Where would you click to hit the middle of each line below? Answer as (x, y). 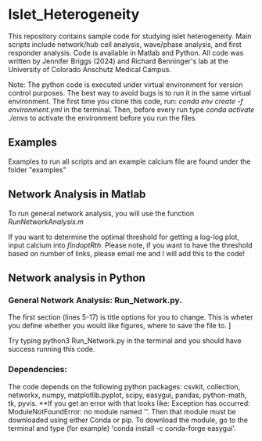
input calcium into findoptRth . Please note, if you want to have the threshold (130, 245)
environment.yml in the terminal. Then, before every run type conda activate (131, 109)
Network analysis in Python (77, 278)
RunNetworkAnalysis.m (46, 222)
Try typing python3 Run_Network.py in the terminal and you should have (125, 341)
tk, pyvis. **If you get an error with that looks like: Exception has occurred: (129, 403)
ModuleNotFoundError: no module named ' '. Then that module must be (122, 411)
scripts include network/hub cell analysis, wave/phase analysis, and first (125, 44)
